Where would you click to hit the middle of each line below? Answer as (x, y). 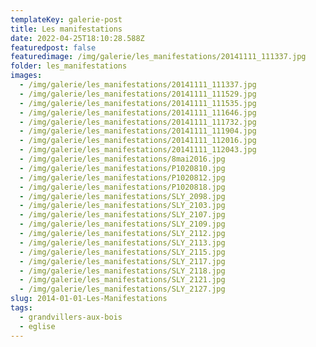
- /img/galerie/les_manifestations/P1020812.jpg (122, 177)
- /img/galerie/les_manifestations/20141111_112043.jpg (138, 150)
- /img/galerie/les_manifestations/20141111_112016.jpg (138, 141)
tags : (21, 308)
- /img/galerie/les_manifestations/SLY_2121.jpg (122, 280)
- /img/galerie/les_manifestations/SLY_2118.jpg (122, 271)
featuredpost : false (53, 47)
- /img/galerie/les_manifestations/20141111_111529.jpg (138, 94)
